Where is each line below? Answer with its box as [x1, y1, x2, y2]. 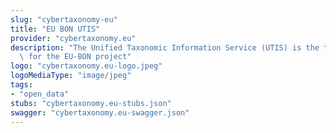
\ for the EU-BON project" [19, 52, 132, 62]
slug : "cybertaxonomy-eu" [10, 14, 118, 25]
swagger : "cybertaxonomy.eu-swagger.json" [10, 107, 190, 118]
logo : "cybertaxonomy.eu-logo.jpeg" [10, 61, 163, 71]
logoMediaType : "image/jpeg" [10, 71, 132, 81]
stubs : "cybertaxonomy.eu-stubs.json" [10, 98, 172, 108]
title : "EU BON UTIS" [10, 24, 101, 34]
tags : [10, 80, 33, 90]
